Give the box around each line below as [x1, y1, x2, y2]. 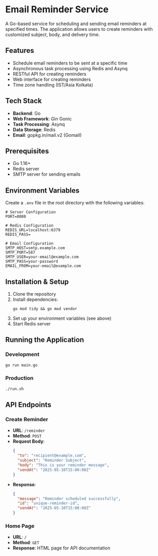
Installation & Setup [5, 277, 69, 286]
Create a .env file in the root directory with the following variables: [5, 200, 145, 206]
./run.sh [5, 386, 24, 392]
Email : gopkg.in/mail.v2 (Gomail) [12, 132, 82, 138]
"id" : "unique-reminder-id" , [17, 501, 80, 506]
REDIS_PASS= [5, 232, 31, 237]
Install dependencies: [12, 296, 58, 302]
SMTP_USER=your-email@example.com [5, 255, 79, 260]
